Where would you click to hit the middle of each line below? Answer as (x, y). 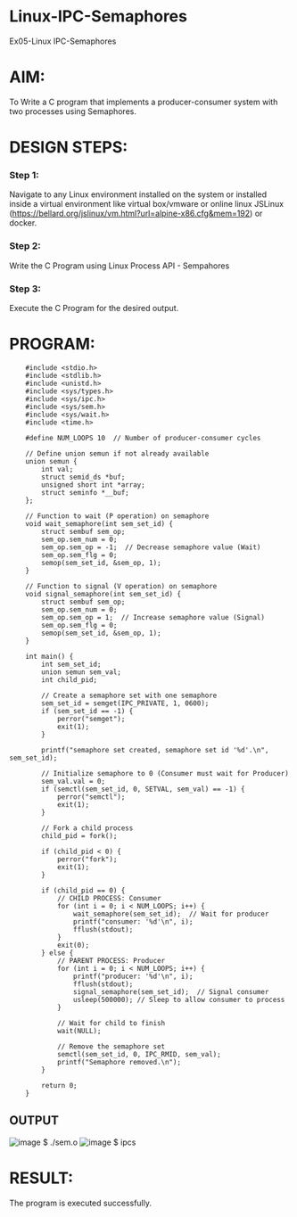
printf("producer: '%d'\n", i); (133, 976)
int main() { (49, 656)
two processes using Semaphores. (73, 111)
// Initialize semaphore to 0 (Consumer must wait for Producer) (165, 773)
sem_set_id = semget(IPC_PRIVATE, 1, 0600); (125, 703)
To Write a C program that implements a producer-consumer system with (144, 102)
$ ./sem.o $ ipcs (90, 1142)
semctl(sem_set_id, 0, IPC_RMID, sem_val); (139, 1054)
